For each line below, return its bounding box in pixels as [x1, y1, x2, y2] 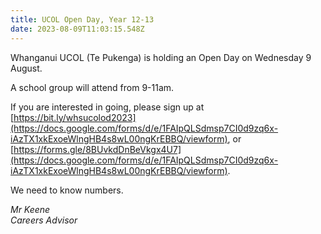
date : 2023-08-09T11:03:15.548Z [10, 24, 145, 34]
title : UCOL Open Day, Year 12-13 [10, 14, 155, 25]
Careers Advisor [10, 214, 78, 226]
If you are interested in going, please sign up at [10, 101, 205, 113]
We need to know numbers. [10, 184, 124, 196]
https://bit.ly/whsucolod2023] [13, 111, 137, 123]
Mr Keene [10, 203, 51, 215]
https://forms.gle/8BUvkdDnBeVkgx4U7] [13, 143, 182, 155]
